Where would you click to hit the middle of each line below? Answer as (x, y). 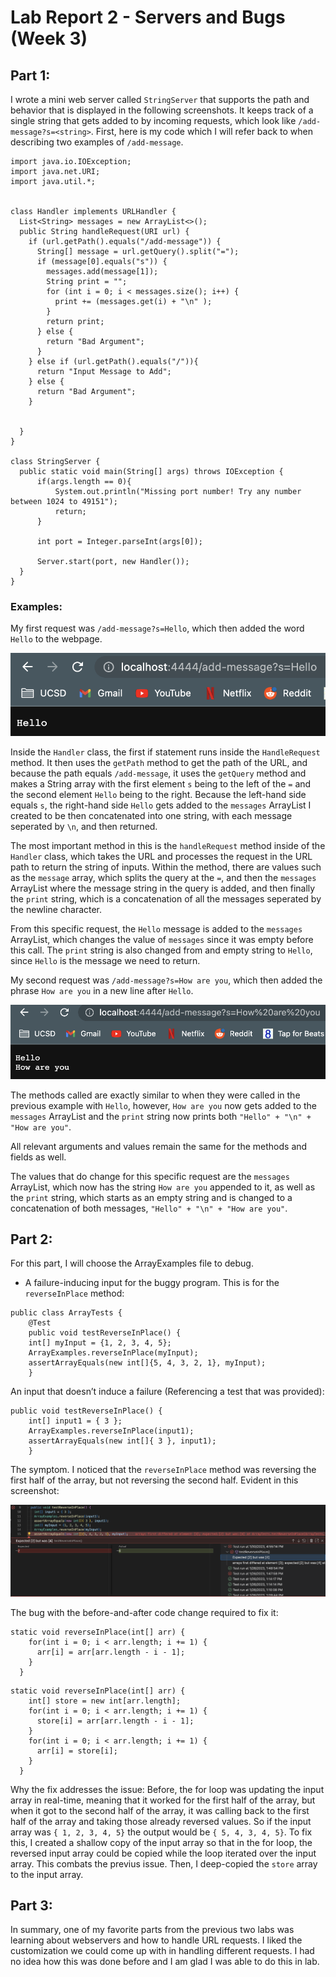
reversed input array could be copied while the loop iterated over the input (163, 1853)
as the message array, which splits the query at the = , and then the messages (163, 878)
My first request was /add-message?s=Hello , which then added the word (157, 628)
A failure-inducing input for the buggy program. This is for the (152, 1283)
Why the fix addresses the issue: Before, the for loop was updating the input (167, 1789)
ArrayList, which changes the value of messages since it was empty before (162, 940)
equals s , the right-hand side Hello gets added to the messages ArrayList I (161, 805)
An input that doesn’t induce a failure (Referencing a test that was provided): (167, 1392)
